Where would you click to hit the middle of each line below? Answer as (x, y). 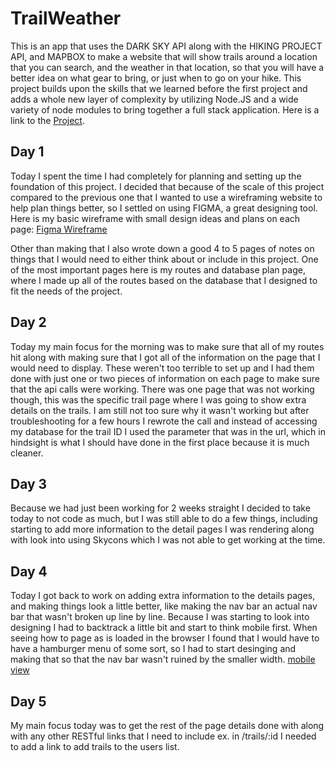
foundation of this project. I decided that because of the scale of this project (167, 186)
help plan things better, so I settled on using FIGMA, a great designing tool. (164, 208)
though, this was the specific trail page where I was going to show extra (158, 399)
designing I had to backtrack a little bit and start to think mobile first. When (164, 628)
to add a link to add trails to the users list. (95, 746)
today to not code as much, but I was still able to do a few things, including (164, 519)
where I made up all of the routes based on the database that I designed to (164, 280)
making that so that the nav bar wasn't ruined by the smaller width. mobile (163, 659)
